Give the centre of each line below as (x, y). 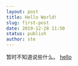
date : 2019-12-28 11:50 (36, 28)
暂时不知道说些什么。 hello (39, 57)
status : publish (26, 34)
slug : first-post (28, 23)
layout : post (22, 12)
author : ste (21, 39)
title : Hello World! (32, 17)
